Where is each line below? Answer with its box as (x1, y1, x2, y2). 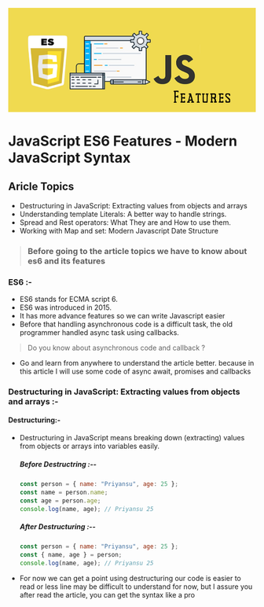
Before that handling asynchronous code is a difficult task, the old (19, 319, 233, 329)
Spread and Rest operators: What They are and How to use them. (19, 217, 232, 227)
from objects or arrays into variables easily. (19, 441, 159, 451)
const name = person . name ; (19, 488, 108, 496)
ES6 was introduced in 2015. (19, 303, 112, 312)
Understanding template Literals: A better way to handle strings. (19, 209, 227, 219)
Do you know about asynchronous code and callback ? (27, 343, 206, 352)
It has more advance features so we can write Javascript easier (19, 311, 225, 320)
